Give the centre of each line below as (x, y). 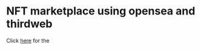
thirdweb (29, 24)
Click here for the (28, 40)
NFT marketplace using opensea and (101, 11)
